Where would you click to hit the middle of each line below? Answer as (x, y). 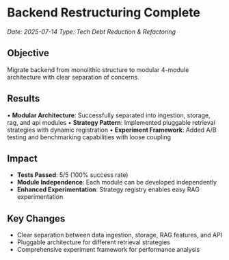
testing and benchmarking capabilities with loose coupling (89, 137)
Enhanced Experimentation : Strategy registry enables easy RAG (108, 189)
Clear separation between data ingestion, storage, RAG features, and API (120, 235)
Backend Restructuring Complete (104, 13)
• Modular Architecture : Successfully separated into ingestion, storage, (109, 115)
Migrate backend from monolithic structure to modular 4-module (98, 69)
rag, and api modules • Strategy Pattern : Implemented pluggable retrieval (111, 122)
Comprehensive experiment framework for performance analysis (108, 250)
